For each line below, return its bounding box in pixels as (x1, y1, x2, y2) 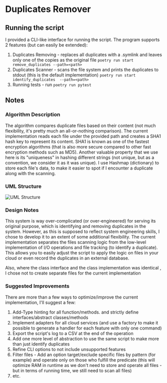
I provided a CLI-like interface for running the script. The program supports (5, 36, 160, 42)
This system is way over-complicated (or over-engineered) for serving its (5, 218, 156, 224)
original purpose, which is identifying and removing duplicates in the (5, 223, 146, 229)
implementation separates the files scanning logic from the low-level (5, 239, 146, 245)
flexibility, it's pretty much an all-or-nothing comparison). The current (5, 127, 148, 133)
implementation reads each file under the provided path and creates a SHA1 (5, 133, 161, 139)
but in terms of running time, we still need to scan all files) (12, 367, 132, 373)
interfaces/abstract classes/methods (12, 314, 88, 320)
